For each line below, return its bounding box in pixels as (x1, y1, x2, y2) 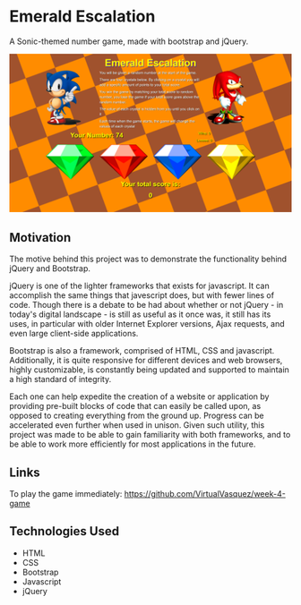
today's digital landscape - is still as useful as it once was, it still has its (9, 309, 271, 320)
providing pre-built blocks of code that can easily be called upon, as (9, 401, 262, 412)
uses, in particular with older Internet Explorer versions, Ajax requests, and (9, 319, 285, 329)
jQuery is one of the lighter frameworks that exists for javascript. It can (9, 280, 271, 292)
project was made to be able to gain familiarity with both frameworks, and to (9, 430, 291, 440)
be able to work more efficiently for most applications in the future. (9, 439, 256, 449)
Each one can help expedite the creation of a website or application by (9, 391, 270, 402)
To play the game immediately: (9, 489, 123, 499)
